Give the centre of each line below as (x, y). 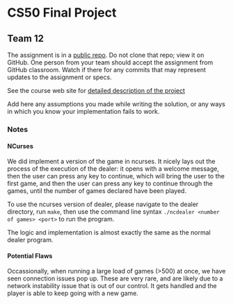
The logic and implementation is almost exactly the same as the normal (109, 233)
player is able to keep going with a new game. (73, 294)
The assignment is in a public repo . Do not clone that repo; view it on (106, 55)
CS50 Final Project (62, 13)
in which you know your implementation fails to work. (83, 111)
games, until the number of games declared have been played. (97, 191)
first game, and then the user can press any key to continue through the (110, 184)
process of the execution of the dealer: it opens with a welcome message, (113, 169)
